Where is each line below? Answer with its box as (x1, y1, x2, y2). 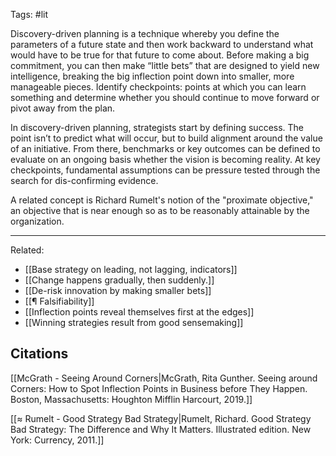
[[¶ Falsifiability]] (24, 295, 95, 307)
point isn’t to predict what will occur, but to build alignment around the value (10, 132, 323, 144)
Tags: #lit (10, 9, 49, 20)
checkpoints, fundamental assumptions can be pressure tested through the (10, 164, 321, 176)
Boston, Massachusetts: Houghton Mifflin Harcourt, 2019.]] (10, 393, 253, 405)
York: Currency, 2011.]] (10, 434, 105, 446)
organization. (10, 215, 65, 227)
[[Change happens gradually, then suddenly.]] (24, 274, 215, 286)
